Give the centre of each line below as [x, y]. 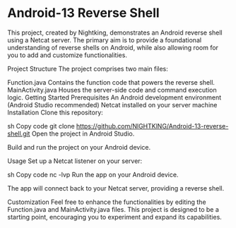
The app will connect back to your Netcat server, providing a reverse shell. [116, 188]
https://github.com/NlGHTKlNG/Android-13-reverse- [153, 126]
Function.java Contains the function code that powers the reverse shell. [111, 82]
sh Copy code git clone [41, 126]
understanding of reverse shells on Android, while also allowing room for [113, 47]
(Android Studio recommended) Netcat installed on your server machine [112, 104]
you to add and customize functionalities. [67, 55]
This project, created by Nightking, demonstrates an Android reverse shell [115, 32]
